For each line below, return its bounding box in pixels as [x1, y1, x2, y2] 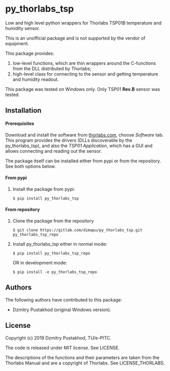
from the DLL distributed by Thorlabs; [12, 65, 91, 72]
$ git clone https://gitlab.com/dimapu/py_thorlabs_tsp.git [12, 227, 143, 232]
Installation [5, 106, 42, 115]
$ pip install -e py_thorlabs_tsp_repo [12, 269, 97, 275]
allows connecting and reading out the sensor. [5, 148, 103, 154]
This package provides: [5, 50, 54, 56]
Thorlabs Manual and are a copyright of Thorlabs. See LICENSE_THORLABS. [5, 360, 165, 366]
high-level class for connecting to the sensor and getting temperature [12, 71, 158, 77]
